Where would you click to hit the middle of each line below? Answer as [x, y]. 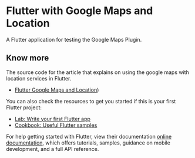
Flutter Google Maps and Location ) [57, 90]
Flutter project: [24, 107]
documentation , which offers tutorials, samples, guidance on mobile [88, 143]
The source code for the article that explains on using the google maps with [97, 72]
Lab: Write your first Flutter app [53, 119]
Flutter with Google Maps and [80, 11]
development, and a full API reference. [53, 149]
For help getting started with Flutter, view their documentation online [89, 136]
